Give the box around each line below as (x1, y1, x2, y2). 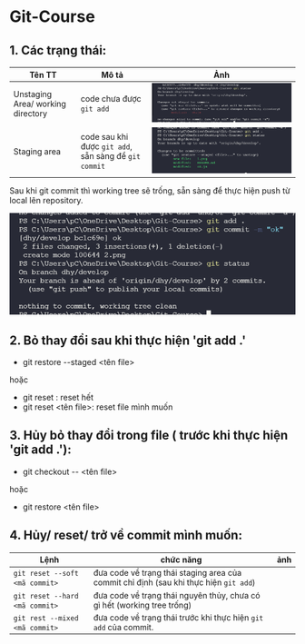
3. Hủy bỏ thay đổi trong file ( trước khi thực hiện (9, 428, 289, 443)
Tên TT (29, 69, 57, 80)
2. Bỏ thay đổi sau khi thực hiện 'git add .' (9, 332, 247, 348)
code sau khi (80, 132, 129, 142)
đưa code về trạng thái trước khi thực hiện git (93, 611, 264, 623)
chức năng (160, 554, 202, 565)
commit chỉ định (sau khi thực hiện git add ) (93, 577, 256, 588)
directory (13, 107, 48, 119)
